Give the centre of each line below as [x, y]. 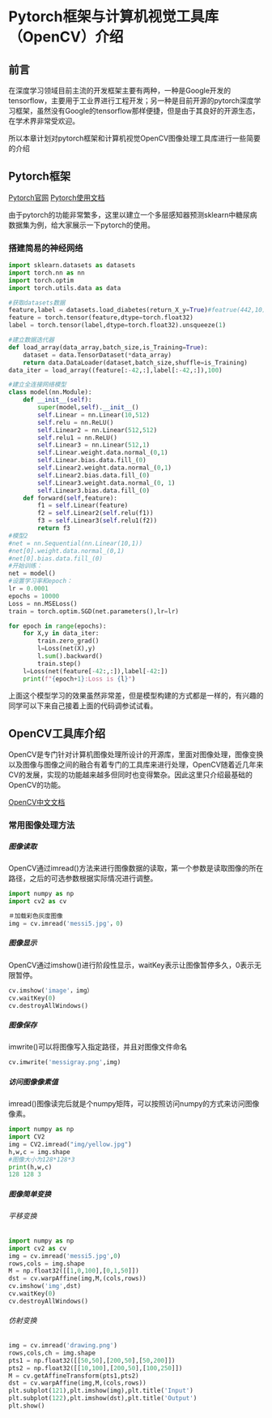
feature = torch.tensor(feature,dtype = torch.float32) [101, 318]
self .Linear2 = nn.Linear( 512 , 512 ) [98, 430]
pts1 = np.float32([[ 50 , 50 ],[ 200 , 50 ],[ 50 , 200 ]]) [92, 1360]
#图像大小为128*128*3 [42, 1159]
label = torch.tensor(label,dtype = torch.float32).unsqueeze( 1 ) [117, 326]
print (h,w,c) [30, 1167]
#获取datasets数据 [37, 303]
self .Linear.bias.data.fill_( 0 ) [92, 460]
